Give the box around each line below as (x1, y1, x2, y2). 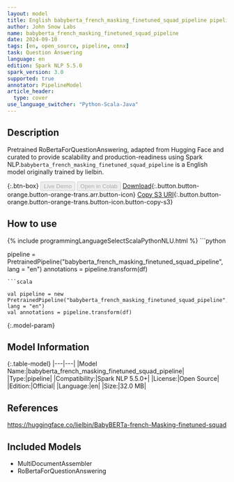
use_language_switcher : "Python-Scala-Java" (7, 101, 139, 108)
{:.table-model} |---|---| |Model (7, 360, 97, 368)
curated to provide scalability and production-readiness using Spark (7, 153, 203, 161)
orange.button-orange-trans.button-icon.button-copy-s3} (7, 197, 173, 206)
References (7, 402, 58, 414)
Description (7, 127, 59, 139)
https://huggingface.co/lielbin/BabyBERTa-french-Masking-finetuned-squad (7, 421, 227, 429)
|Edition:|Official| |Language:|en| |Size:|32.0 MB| (7, 382, 146, 391)
